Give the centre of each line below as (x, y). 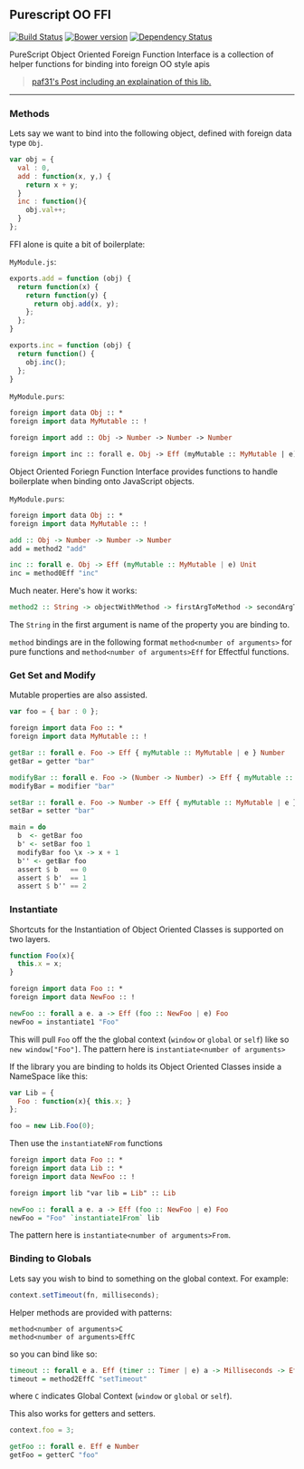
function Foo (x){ (42, 956)
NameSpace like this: (49, 1076)
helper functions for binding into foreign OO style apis (110, 63)
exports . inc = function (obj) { (70, 345)
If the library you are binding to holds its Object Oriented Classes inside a (146, 1066)
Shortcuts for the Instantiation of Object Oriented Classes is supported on (147, 929)
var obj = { (32, 160)
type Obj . (26, 143)
